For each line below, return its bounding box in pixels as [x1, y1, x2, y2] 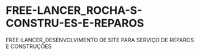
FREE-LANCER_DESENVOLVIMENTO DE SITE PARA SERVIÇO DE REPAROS [6, 36, 194, 43]
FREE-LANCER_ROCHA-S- [6, 4, 143, 17]
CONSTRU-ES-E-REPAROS [6, 16, 144, 30]
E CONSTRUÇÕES [6, 43, 52, 50]
